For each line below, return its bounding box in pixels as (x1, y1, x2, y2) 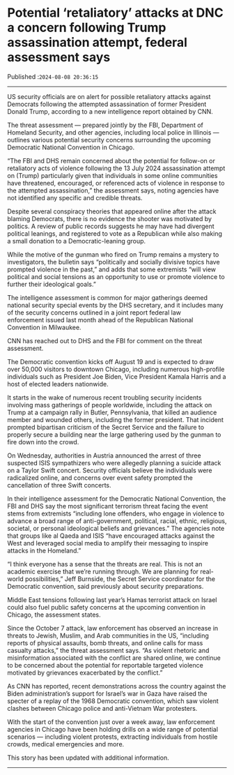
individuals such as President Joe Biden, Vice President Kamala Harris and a (7, 372, 226, 381)
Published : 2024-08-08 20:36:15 (7, 72, 99, 81)
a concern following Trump (7, 20, 166, 36)
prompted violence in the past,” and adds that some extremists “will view (7, 265, 217, 273)
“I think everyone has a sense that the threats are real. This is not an (7, 559, 203, 568)
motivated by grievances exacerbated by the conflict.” (7, 668, 163, 677)
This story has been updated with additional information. (7, 753, 169, 762)
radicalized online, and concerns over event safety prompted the (7, 473, 193, 482)
